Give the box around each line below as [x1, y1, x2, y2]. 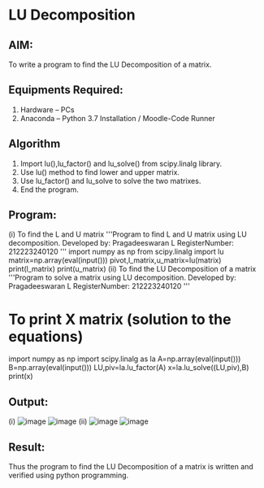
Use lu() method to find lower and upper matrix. [19, 167, 180, 176]
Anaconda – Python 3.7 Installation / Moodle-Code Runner [19, 113, 215, 123]
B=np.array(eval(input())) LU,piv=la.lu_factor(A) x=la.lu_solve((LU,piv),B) [8, 363, 249, 373]
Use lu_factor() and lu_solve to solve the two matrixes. [19, 176, 201, 185]
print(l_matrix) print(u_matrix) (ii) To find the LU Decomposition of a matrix [8, 264, 257, 274]
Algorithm [8, 137, 61, 151]
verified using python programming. [8, 470, 129, 480]
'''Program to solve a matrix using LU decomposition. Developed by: [8, 272, 237, 282]
